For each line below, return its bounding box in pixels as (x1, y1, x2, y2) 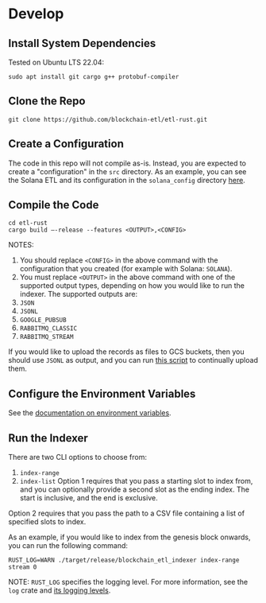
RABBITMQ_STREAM (19, 333, 74, 341)
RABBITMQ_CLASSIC (19, 325, 78, 333)
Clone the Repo (8, 95, 86, 108)
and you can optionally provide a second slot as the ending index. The (19, 484, 250, 494)
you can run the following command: (8, 541, 129, 550)
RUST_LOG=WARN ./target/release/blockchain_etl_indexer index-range (8, 556, 240, 565)
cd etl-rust (8, 220, 48, 228)
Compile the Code (8, 198, 99, 212)
